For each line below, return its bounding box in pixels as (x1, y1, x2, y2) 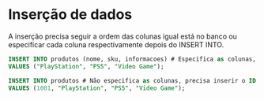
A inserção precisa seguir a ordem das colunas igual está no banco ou (8, 31, 237, 41)
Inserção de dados (8, 6, 133, 24)
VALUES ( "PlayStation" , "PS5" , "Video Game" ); (8, 62, 164, 70)
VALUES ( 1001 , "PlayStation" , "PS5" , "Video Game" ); (8, 84, 186, 92)
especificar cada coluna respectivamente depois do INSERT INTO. (8, 39, 224, 49)
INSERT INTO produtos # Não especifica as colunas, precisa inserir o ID (8, 76, 257, 84)
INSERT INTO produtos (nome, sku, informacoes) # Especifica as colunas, (8, 55, 257, 63)
